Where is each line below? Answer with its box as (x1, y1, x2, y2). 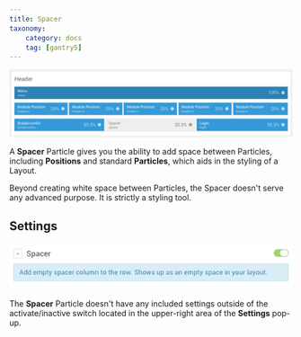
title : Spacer (9, 14, 63, 23)
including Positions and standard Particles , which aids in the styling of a (9, 155, 279, 166)
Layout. (9, 165, 38, 176)
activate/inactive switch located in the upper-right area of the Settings (9, 307, 270, 318)
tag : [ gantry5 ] (25, 43, 83, 52)
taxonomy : (9, 23, 47, 33)
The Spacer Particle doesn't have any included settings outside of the (9, 297, 269, 309)
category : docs (25, 33, 83, 42)
